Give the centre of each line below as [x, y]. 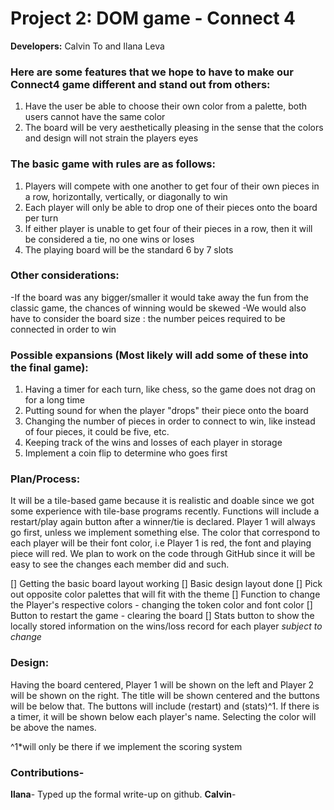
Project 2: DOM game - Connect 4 [153, 18]
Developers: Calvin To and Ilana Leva [87, 46]
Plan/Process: [45, 479]
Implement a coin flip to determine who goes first [126, 453]
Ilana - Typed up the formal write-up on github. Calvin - [123, 794]
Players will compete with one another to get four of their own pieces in [172, 186]
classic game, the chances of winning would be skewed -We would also [158, 308]
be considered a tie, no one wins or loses [109, 239]
